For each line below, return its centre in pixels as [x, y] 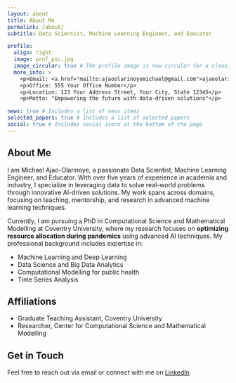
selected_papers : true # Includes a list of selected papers [99, 118]
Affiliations [32, 301]
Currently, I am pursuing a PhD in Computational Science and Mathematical [116, 221]
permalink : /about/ [36, 27]
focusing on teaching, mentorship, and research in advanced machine [109, 200]
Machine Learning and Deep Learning [72, 257]
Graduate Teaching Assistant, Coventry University [90, 318]
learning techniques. [37, 207]
